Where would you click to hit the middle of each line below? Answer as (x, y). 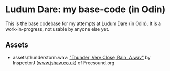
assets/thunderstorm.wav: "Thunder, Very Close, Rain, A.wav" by (82, 57)
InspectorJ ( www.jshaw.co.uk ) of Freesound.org (63, 63)
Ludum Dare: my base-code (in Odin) (86, 9)
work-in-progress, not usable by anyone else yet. (57, 29)
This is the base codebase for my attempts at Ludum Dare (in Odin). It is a (83, 23)
